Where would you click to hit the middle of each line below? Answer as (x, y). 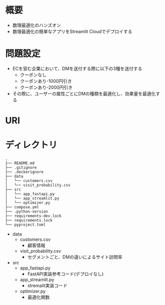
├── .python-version (27, 212)
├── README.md (20, 163)
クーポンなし (33, 75)
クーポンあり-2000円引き (46, 87)
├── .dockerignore (24, 172)
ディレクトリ (31, 145)
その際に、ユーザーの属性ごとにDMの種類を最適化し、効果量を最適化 (84, 93)
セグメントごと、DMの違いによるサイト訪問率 (75, 257)
